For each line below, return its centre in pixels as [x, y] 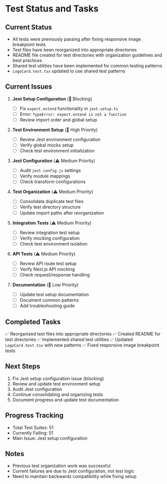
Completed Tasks [33, 322]
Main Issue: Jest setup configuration [50, 438]
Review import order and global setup [58, 119]
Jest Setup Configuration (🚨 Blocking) [52, 98]
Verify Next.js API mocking [47, 269]
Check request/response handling [55, 274]
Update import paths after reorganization [62, 212]
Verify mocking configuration [50, 238]
